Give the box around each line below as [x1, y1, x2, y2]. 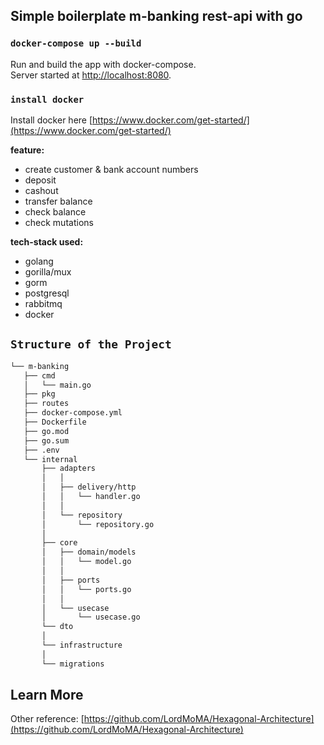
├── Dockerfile [23, 417, 87, 428]
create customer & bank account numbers [24, 163, 199, 175]
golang [24, 255, 54, 267]
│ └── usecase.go [41, 612, 141, 623]
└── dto [41, 622, 74, 632]
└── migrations [41, 659, 105, 669]
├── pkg [23, 389, 56, 399]
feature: [10, 144, 45, 156]
